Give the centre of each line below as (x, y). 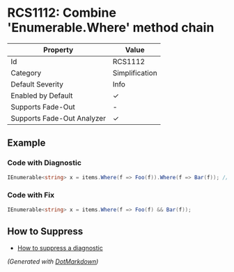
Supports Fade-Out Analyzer (58, 118)
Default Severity (37, 84)
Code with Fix (31, 195)
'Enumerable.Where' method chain (111, 28)
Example (26, 143)
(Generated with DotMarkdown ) (53, 262)
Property (58, 50)
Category (26, 73)
